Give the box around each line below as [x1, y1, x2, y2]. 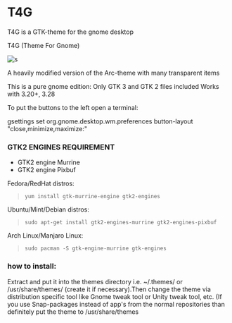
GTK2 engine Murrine [17, 158, 81, 166]
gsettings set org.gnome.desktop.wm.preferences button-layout [7, 117, 193, 126]
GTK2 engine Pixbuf [17, 166, 76, 174]
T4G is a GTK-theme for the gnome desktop [7, 28, 134, 36]
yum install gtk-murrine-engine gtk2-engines [24, 193, 160, 200]
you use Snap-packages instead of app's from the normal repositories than [7, 300, 225, 308]
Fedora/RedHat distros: [7, 179, 75, 188]
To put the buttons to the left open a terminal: [7, 103, 138, 111]
